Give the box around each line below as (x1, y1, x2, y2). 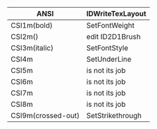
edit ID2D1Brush (86, 32, 141, 41)
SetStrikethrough (86, 111, 142, 120)
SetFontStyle (86, 43, 129, 53)
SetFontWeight (86, 21, 135, 30)
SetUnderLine (86, 55, 132, 64)
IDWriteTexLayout (86, 9, 147, 18)
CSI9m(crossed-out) (10, 111, 80, 120)
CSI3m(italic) (10, 43, 54, 53)
